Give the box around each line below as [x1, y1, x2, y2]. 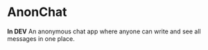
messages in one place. [7, 34, 75, 42]
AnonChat [7, 4, 67, 20]
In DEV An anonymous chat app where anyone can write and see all [7, 27, 201, 35]
